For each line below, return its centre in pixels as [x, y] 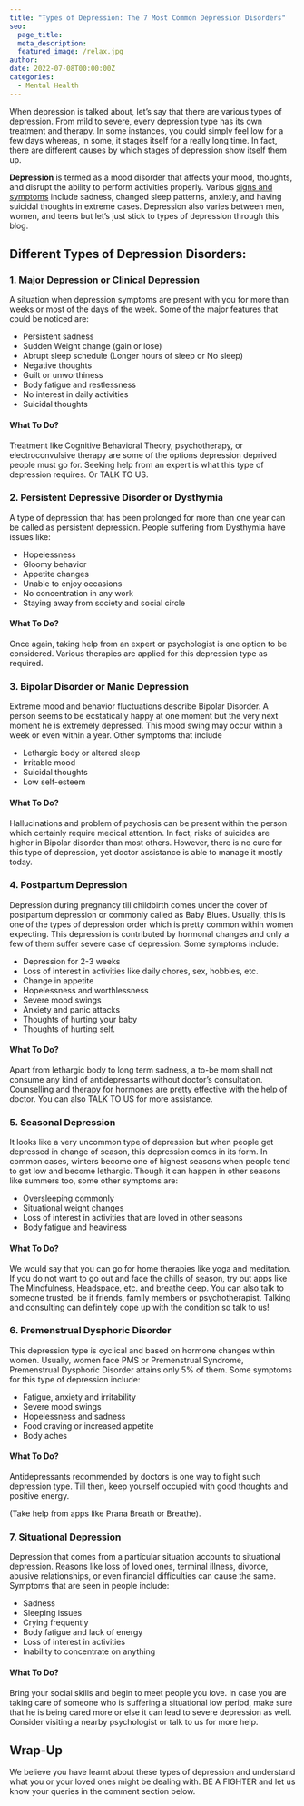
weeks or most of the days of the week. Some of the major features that [144, 309]
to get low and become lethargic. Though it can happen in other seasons [145, 1171]
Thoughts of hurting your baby [80, 1019]
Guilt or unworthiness [63, 375]
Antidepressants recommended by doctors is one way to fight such [135, 1477]
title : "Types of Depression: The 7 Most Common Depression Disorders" [147, 18]
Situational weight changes [73, 1208]
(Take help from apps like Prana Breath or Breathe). [105, 1513]
